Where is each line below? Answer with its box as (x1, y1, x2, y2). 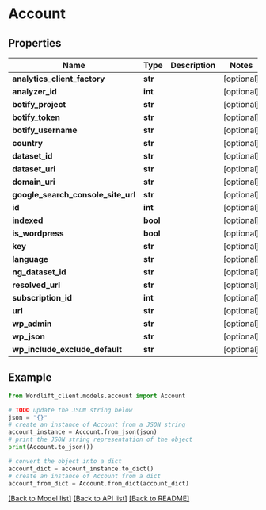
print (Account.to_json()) (8, 443, 93, 451)
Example (8, 370, 52, 385)
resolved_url (12, 279, 61, 290)
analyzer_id (12, 86, 57, 97)
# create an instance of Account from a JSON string (8, 421, 186, 429)
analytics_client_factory (12, 73, 105, 84)
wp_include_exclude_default (12, 344, 123, 355)
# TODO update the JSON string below (8, 406, 133, 414)
